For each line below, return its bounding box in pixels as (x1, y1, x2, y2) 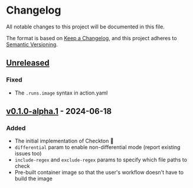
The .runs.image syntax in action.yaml (14, 89, 108, 96)
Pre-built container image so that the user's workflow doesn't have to (14, 169, 184, 176)
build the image (14, 175, 53, 182)
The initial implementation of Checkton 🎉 (14, 137, 114, 145)
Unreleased (6, 58, 50, 68)
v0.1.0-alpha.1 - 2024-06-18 (6, 106, 112, 116)
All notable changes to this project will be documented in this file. (6, 23, 165, 30)
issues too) (14, 150, 42, 157)
